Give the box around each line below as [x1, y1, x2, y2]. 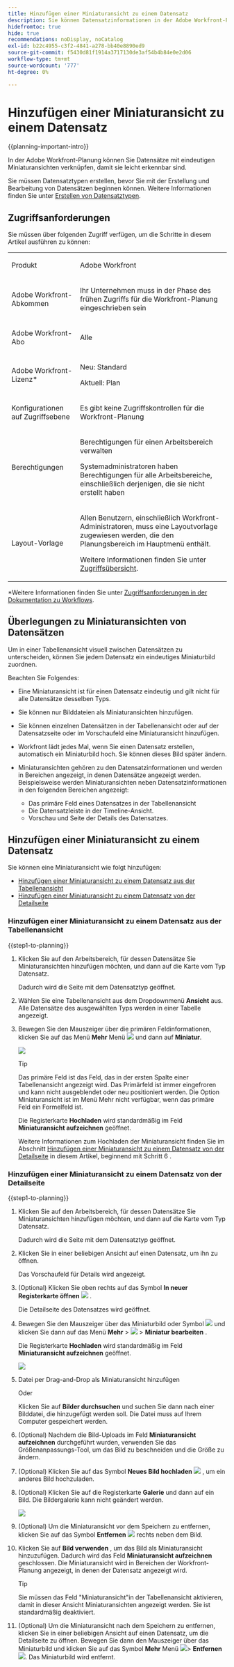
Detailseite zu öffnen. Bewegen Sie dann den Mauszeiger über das [17, 1636, 209, 1645]
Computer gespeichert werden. [17, 1417, 108, 1425]
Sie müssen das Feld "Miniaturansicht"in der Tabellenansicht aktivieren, [17, 1593, 224, 1601]
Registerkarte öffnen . [17, 1291, 92, 1300]
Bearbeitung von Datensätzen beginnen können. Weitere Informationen [8, 184, 211, 192]
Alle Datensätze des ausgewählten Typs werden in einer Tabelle [17, 1004, 201, 1012]
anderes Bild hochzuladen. [17, 1475, 94, 1483]
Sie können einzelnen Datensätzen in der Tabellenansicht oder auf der [17, 721, 219, 730]
